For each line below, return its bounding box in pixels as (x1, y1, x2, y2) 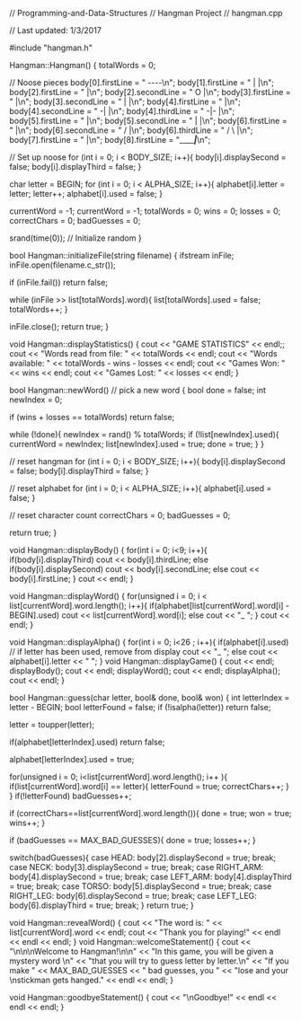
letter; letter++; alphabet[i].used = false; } (9, 189, 164, 198)
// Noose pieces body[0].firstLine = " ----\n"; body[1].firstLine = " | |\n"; (9, 77, 275, 88)
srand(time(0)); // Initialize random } (9, 233, 142, 243)
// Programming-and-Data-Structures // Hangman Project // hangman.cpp (9, 8, 283, 18)
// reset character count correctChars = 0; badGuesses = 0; (9, 510, 231, 520)
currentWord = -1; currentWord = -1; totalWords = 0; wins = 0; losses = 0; (9, 206, 281, 216)
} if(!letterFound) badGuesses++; (9, 790, 132, 801)
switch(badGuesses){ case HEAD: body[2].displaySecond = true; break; (9, 852, 277, 863)
